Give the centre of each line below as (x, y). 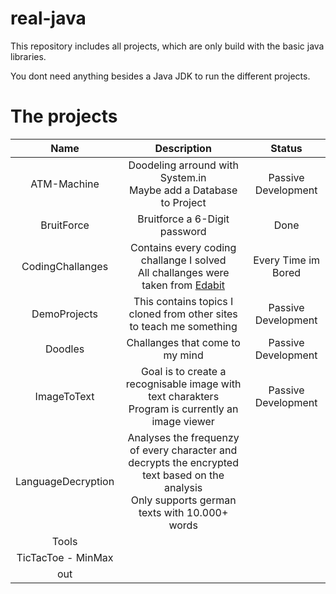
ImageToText (64, 396)
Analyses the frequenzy (183, 437)
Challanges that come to (183, 342)
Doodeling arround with (183, 165)
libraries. (28, 56)
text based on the (183, 475)
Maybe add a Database (183, 190)
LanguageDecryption (65, 481)
